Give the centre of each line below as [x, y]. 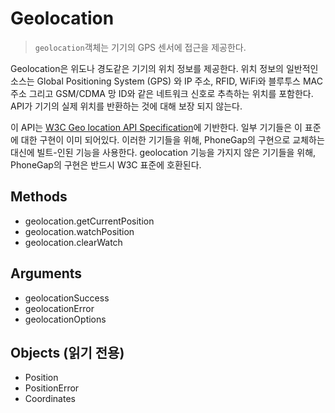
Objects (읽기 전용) [67, 352]
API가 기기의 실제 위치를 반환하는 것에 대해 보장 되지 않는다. [126, 106]
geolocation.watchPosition [79, 231]
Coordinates [50, 399]
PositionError [52, 388]
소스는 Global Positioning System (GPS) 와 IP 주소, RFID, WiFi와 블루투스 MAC [166, 81]
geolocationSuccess [67, 298]
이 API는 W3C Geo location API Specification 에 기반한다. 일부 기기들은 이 [156, 127]
